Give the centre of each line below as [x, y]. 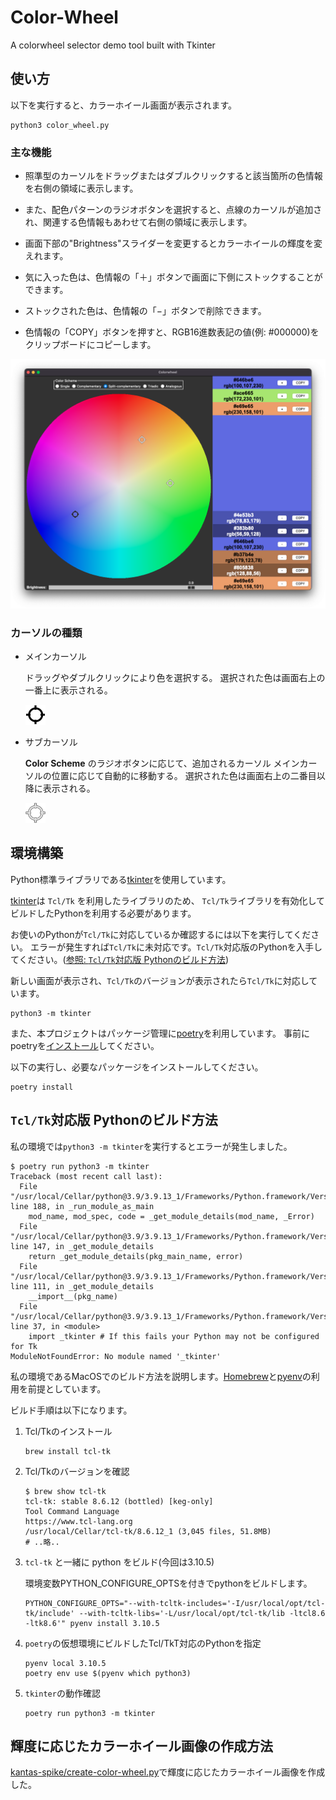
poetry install [42, 1087]
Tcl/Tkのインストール [68, 1431]
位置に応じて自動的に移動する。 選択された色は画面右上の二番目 [184, 776]
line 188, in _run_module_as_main [82, 1206]
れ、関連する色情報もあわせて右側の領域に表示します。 [138, 222]
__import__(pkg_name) [73, 1296]
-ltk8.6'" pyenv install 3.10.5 [92, 1623]
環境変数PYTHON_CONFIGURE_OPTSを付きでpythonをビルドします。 [168, 1583]
